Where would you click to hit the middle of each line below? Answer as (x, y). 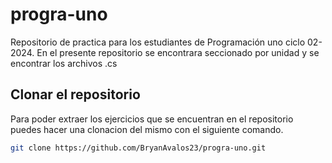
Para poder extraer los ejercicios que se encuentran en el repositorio (152, 119)
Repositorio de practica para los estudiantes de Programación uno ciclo (158, 42)
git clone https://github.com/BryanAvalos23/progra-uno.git (138, 148)
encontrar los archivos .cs (64, 63)
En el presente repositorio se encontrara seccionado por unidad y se (178, 52)
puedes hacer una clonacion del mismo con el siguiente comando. (147, 129)
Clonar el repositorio (75, 94)
